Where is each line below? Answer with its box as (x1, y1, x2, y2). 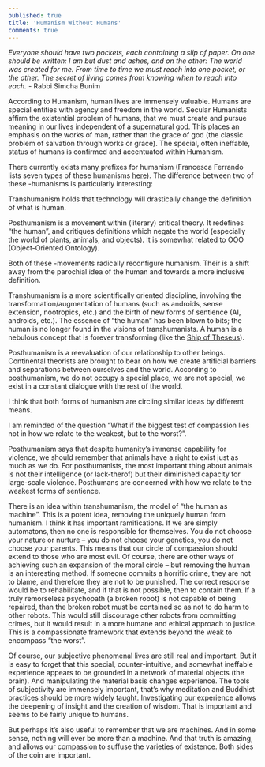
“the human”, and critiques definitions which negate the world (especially (8, 227, 246, 236)
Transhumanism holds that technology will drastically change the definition (8, 194, 252, 204)
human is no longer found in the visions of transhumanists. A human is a (8, 325, 243, 334)
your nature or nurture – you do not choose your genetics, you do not (8, 535, 233, 545)
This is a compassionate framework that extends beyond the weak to (8, 627, 233, 637)
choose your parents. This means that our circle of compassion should (8, 543, 238, 553)
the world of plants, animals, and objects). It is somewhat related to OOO (8, 235, 244, 245)
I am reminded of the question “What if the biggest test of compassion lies (8, 420, 250, 430)
